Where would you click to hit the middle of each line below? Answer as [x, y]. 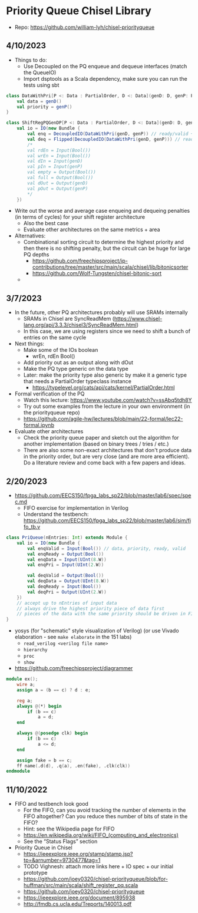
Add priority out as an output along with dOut [78, 362]
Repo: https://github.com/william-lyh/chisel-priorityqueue [85, 27]
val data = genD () [39, 101]
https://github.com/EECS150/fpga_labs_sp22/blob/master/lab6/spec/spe [103, 495]
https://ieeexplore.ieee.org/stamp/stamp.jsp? [78, 854]
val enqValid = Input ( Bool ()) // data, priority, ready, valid [106, 548]
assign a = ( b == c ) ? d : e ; [54, 690]
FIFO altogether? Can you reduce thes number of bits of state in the [105, 816]
